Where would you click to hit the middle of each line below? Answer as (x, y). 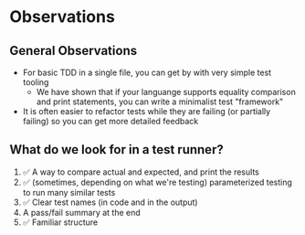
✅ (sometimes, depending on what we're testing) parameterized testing (157, 182)
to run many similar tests (69, 192)
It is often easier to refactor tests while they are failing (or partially (147, 111)
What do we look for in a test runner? (116, 150)
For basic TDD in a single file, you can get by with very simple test (147, 72)
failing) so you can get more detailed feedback (110, 121)
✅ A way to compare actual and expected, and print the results (141, 172)
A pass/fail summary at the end (82, 212)
